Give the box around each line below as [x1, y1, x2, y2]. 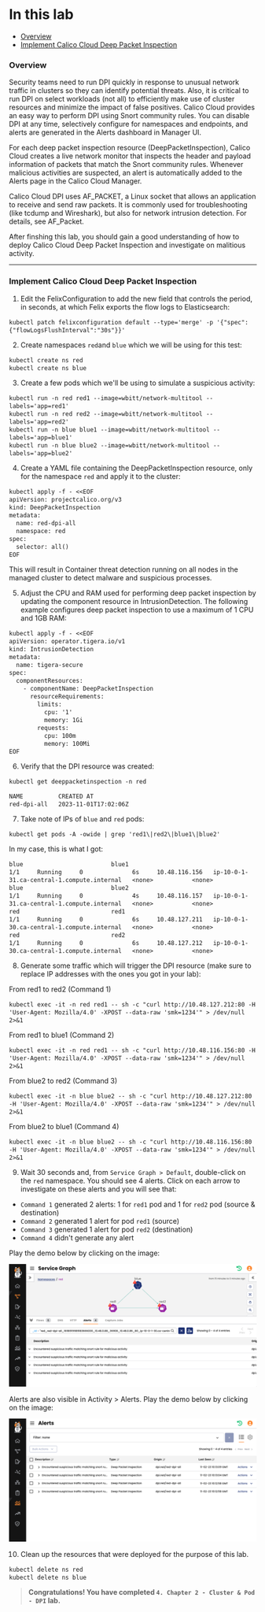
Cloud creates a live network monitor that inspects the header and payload [9, 151, 251, 161]
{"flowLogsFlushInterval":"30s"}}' [9, 326, 126, 334]
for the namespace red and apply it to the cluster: [20, 471, 181, 481]
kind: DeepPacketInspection [9, 503, 101, 511]
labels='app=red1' [9, 402, 69, 410]
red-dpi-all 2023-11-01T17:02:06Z [9, 800, 129, 808]
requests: [37, 724, 69, 732]
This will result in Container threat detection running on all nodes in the [9, 565, 238, 574]
